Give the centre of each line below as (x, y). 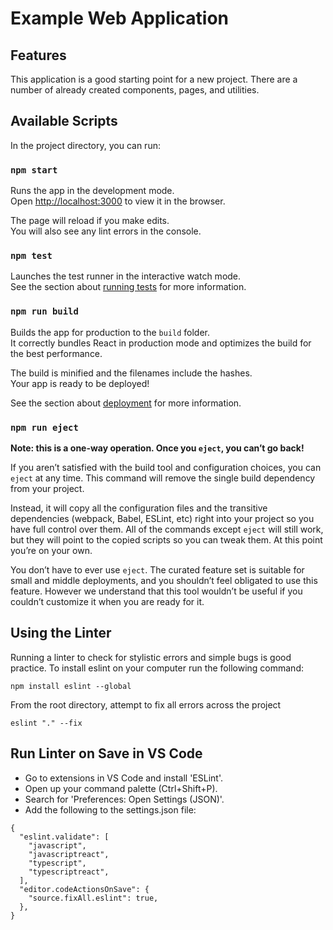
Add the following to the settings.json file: (110, 809)
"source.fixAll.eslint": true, (93, 898)
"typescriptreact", (69, 872)
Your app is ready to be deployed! (80, 383)
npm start (34, 170)
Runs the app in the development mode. (92, 191)
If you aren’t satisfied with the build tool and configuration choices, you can (166, 467)
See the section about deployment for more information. (126, 403)
